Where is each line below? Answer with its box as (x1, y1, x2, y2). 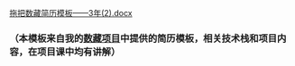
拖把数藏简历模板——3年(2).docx (9, 8, 133, 18)
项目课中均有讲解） (37, 45, 121, 58)
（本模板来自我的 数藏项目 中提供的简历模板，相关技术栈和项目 (9, 32, 278, 45)
